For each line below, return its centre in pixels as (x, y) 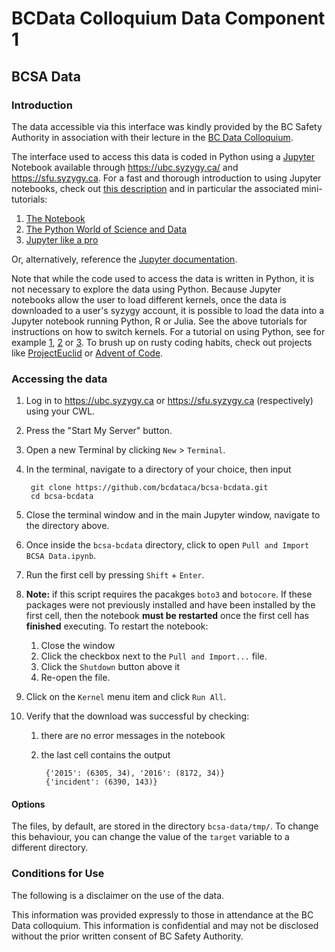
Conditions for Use (58, 874)
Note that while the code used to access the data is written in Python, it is (163, 278)
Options (28, 804)
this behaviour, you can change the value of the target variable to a (150, 837)
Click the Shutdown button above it (110, 667)
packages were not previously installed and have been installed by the (170, 605)
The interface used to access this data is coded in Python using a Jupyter (163, 156)
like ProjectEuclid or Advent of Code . (87, 353)
